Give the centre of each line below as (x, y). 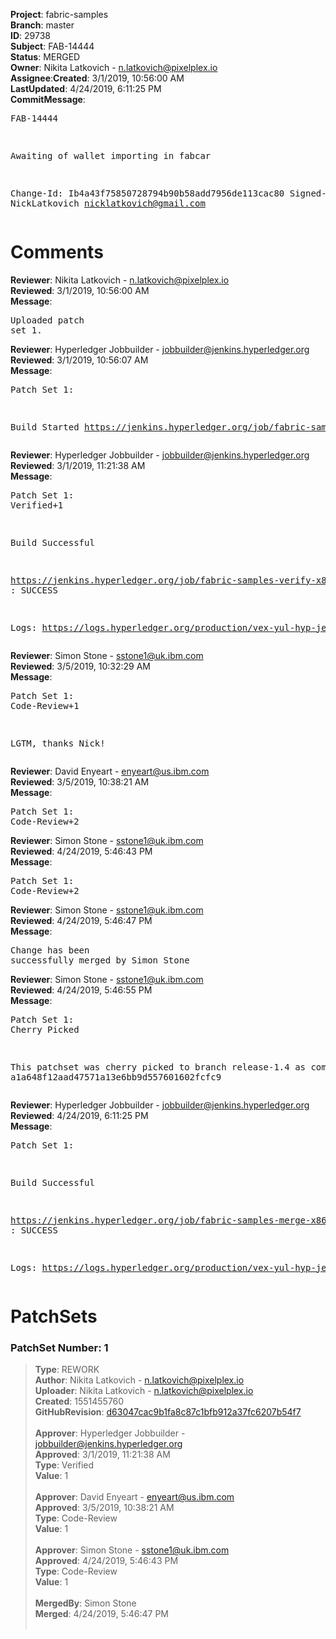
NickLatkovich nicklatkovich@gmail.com (108, 203)
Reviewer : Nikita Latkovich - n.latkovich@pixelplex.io (120, 280)
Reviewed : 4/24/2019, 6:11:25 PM (79, 1115)
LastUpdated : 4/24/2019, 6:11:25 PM (86, 88)
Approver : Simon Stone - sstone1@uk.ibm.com (132, 1550)
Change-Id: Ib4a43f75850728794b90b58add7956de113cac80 (147, 193)
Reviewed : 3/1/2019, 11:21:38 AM (78, 465)
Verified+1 (37, 505)
